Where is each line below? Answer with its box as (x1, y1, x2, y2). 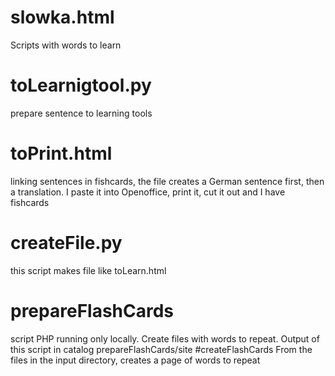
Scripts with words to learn (10, 39, 122, 51)
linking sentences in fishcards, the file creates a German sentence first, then (10, 175, 325, 187)
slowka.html (10, 6, 115, 29)
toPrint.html (10, 142, 113, 165)
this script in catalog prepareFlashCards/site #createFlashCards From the (10, 343, 313, 355)
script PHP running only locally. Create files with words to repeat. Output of (10, 332, 320, 345)
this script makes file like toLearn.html (10, 264, 167, 276)
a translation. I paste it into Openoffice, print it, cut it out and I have (10, 186, 286, 198)
